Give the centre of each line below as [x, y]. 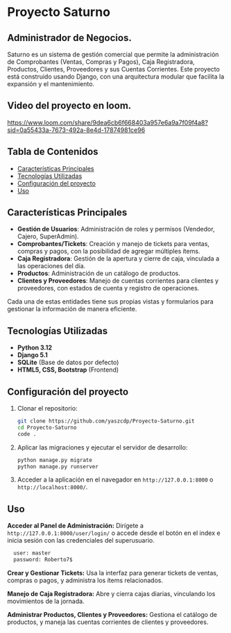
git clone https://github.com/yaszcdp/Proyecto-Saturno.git [106, 421]
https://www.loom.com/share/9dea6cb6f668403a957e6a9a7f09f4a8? [108, 122]
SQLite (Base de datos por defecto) [68, 363]
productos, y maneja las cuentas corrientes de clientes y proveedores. [108, 622]
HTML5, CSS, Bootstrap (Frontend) [68, 370]
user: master [32, 553]
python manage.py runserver [58, 466]
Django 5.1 [33, 355]
